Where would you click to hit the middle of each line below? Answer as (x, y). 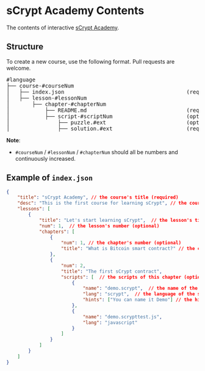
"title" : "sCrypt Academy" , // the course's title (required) (98, 197)
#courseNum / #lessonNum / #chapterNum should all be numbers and (96, 152)
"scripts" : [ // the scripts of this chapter (121, 277)
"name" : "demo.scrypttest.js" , (123, 317)
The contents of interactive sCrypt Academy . (63, 28)
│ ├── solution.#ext (59, 128)
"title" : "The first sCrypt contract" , (112, 271)
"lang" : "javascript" (110, 322)
